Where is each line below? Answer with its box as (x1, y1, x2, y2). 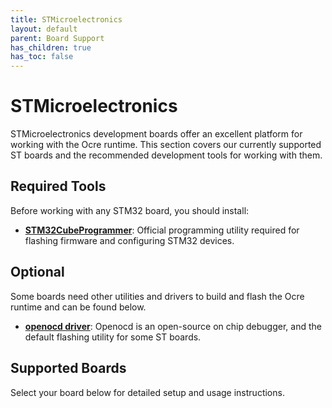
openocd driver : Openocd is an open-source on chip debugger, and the (24, 320, 322, 332)
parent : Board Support (10, 33, 105, 43)
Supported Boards (10, 360, 127, 377)
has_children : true (10, 42, 92, 53)
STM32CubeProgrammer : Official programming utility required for (24, 224, 300, 236)
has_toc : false (10, 52, 74, 62)
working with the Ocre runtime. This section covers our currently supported (10, 139, 322, 151)
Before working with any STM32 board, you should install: (10, 204, 250, 216)
